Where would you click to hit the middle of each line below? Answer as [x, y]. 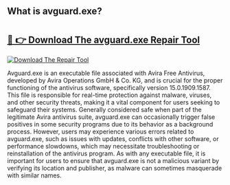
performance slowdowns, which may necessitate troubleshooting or [103, 146]
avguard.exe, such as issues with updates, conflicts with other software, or [113, 139]
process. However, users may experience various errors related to [101, 131]
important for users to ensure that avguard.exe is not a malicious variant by [113, 161]
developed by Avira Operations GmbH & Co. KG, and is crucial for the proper [115, 80]
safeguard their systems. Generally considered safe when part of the [105, 110]
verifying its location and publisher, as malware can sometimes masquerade [115, 168]
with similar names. [34, 175]
